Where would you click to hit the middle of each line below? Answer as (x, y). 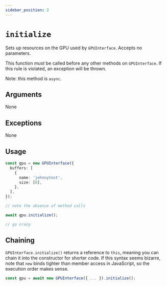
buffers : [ (21, 168)
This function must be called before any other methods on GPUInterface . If (83, 63)
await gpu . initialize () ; (32, 215)
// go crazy (18, 224)
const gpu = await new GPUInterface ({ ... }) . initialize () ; (71, 278)
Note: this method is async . (33, 78)
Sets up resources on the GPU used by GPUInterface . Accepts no (74, 48)
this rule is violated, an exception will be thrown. (56, 68)
